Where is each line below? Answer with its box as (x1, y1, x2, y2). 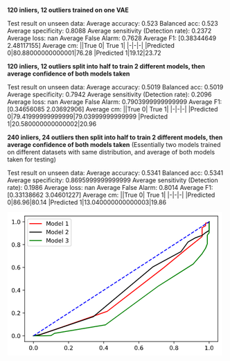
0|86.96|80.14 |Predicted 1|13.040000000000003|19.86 (7, 198, 167, 206)
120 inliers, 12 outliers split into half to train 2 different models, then (7, 62, 206, 70)
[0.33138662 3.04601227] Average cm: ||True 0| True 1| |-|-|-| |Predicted (7, 191, 215, 199)
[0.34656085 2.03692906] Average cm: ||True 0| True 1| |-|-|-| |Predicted (7, 105, 218, 113)
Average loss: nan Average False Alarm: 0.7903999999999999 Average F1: (7, 98, 222, 106)
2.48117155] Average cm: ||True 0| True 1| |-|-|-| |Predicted (7, 42, 175, 49)
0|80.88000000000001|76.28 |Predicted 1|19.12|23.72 (7, 49, 161, 57)
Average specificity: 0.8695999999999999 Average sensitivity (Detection (7, 176, 218, 184)
